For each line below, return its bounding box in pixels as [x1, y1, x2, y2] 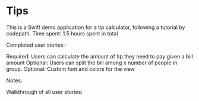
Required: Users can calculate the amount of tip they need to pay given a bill [6, 53, 193, 60]
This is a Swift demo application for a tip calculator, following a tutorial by [6, 24, 185, 31]
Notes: [6, 77, 23, 84]
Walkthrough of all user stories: [6, 88, 83, 95]
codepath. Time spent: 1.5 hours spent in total [6, 30, 118, 37]
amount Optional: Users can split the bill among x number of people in [6, 59, 178, 66]
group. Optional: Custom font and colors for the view [6, 65, 135, 72]
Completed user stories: [6, 41, 65, 48]
